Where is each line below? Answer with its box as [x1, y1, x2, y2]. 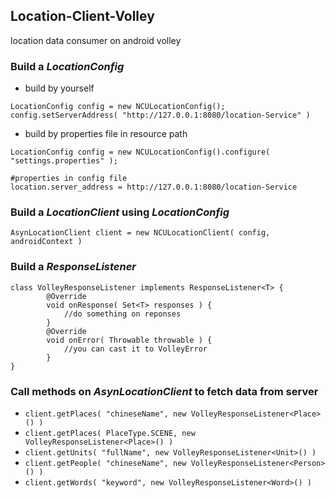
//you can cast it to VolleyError [63, 344, 208, 354]
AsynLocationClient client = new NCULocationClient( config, [10, 228, 271, 238]
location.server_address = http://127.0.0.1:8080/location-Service [10, 182, 298, 193]
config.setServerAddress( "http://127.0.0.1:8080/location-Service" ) [10, 110, 311, 121]
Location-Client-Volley [10, 8, 155, 25]
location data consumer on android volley [10, 34, 182, 46]
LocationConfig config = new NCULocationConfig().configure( [10, 147, 271, 158]
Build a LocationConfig [10, 59, 125, 73]
